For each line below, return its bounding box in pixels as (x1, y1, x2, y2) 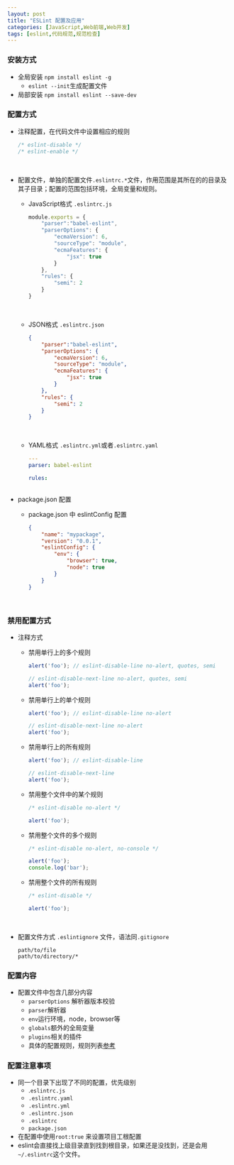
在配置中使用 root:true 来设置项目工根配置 (17, 1132, 142, 1141)
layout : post (7, 10, 46, 18)
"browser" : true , (66, 557, 118, 564)
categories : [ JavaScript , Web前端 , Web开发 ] (7, 23, 130, 31)
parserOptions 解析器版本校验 (28, 997, 116, 1005)
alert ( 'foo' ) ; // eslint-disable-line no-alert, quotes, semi (28, 662, 216, 669)
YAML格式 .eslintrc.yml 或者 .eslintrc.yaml (28, 441, 158, 449)
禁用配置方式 (7, 616, 52, 625)
